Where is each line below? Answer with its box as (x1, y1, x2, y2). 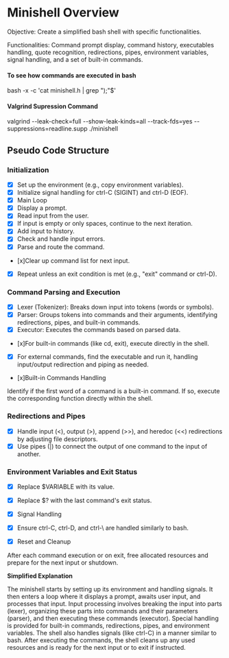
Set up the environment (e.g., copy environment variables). (16, 180, 184, 189)
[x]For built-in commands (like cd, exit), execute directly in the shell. (16, 340, 209, 348)
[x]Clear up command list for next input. (16, 256, 130, 265)
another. (16, 449, 41, 458)
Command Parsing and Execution (7, 287, 121, 296)
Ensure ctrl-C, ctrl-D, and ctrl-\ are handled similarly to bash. (16, 524, 189, 532)
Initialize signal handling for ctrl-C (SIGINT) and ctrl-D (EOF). (16, 189, 189, 197)
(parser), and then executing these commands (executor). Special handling (7, 614, 219, 622)
